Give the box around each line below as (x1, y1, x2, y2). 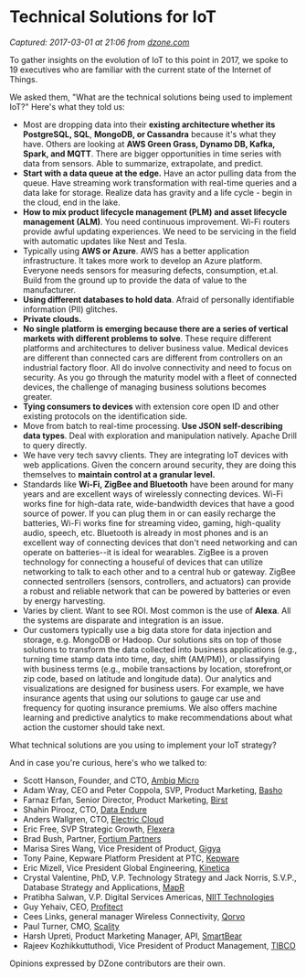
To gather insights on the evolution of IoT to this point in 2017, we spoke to (9, 54, 289, 65)
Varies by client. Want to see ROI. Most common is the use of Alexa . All (22, 605, 291, 616)
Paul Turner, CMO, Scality (22, 920, 121, 931)
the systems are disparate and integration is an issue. (22, 615, 224, 626)
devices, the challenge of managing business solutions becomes (22, 382, 267, 392)
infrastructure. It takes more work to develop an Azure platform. (22, 254, 263, 266)
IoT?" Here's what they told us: (9, 101, 125, 112)
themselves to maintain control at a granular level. (22, 468, 216, 479)
